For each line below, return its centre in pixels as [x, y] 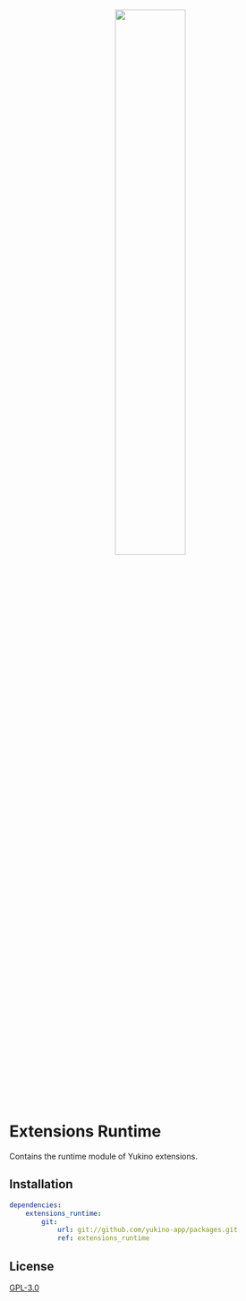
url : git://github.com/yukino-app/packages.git [148, 1230]
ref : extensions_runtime [103, 1238]
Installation [41, 1184]
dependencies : [36, 1205]
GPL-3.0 [25, 1288]
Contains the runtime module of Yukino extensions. [104, 1156]
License [32, 1266]
